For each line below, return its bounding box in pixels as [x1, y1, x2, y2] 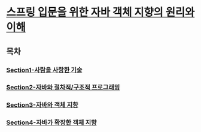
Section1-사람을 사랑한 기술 [6, 65, 83, 74]
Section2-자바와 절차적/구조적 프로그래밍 [6, 83, 120, 92]
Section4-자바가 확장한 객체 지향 [6, 118, 97, 127]
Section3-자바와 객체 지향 [6, 101, 79, 109]
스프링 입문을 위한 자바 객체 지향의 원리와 [6, 5, 195, 19]
